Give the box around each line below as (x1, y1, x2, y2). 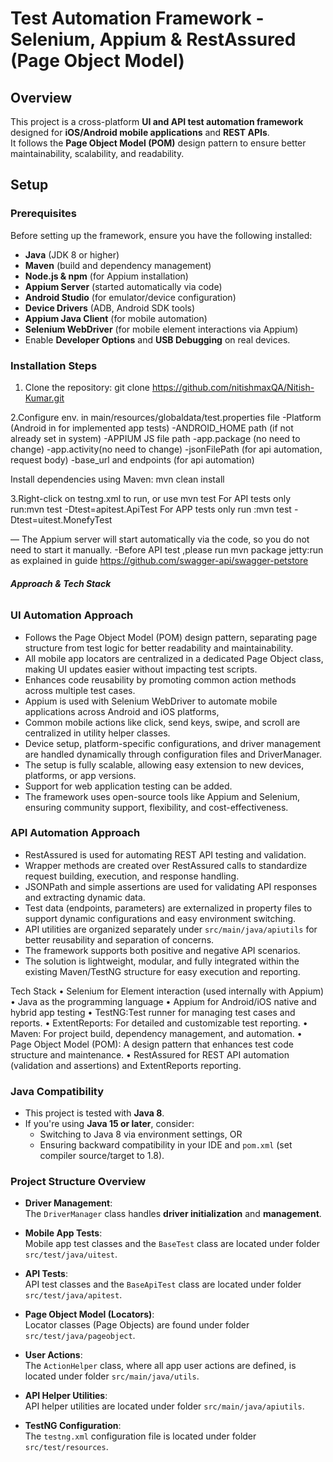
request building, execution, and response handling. (24, 870, 240, 882)
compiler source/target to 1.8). (39, 1150, 165, 1162)
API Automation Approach (10, 826, 141, 840)
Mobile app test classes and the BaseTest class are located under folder (24, 1238, 321, 1250)
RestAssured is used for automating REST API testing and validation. (24, 848, 307, 861)
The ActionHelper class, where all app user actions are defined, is (24, 1360, 297, 1372)
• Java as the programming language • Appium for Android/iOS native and (10, 995, 317, 1007)
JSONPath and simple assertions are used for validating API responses (24, 880, 318, 892)
